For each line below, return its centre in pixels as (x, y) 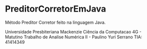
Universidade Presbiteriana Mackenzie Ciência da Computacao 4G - (73, 32)
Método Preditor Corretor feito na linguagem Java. (55, 22)
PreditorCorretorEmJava (56, 9)
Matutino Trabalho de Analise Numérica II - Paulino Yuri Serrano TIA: (73, 37)
